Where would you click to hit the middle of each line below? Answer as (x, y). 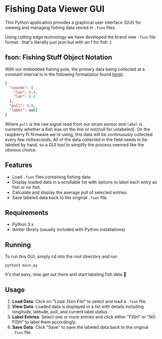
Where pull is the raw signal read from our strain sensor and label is (74, 124)
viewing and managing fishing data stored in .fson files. (60, 27)
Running (18, 245)
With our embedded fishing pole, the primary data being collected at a (75, 69)
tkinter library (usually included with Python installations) (68, 230)
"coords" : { (22, 88)
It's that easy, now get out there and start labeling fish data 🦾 (66, 274)
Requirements (27, 212)
